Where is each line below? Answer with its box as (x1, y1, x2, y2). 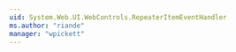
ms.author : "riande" (9, 21, 86, 30)
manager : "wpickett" (9, 29, 86, 38)
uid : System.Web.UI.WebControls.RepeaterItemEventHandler (9, 12, 227, 22)
